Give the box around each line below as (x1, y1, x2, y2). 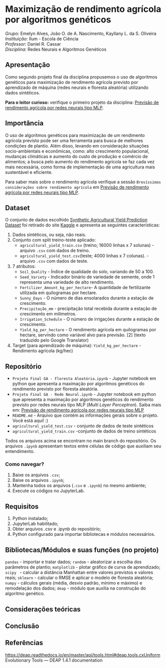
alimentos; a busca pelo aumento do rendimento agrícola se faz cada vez (5, 158, 155, 164)
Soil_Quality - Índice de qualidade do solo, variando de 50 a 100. (19, 269, 154, 275)
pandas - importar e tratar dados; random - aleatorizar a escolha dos (5, 559, 142, 565)
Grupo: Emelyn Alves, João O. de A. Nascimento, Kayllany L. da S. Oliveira (5, 30, 157, 36)
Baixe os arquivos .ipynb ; (12, 477, 65, 483)
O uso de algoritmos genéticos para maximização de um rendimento (5, 132, 145, 138)
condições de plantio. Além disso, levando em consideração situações (5, 143, 149, 148)
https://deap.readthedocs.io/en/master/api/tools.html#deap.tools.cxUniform (5, 652, 161, 658)
